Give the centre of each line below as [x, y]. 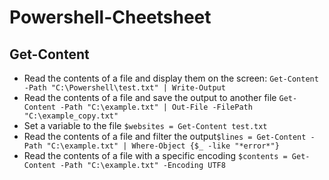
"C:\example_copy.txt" [71, 116]
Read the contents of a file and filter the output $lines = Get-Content [165, 136]
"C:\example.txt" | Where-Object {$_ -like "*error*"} [163, 146]
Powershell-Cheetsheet [110, 17]
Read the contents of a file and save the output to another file [150, 97]
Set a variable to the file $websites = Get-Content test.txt [145, 125]
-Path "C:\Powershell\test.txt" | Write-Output [124, 88]
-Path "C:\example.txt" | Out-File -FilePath [156, 107]
